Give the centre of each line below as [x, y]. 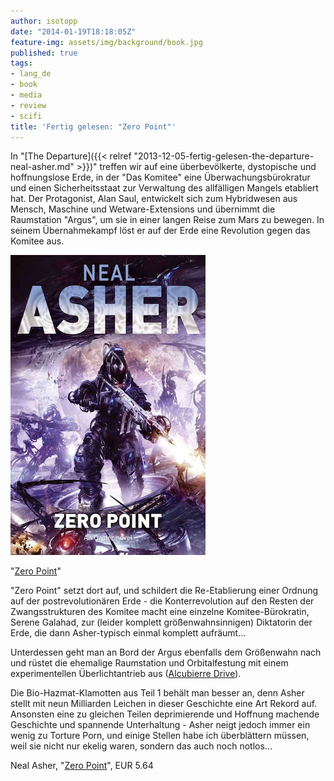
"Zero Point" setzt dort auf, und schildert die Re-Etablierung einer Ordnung [164, 591]
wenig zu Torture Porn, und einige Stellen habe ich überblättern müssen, [160, 736]
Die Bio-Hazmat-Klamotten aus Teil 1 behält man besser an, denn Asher [157, 693]
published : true [44, 53]
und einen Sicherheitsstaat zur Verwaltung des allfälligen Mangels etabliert [164, 188]
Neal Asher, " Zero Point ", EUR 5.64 [82, 766]
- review [28, 105]
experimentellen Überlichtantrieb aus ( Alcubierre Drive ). [126, 674]
